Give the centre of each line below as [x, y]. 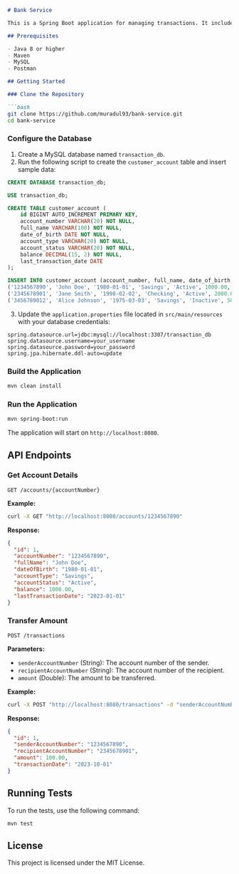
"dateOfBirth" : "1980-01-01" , [58, 570]
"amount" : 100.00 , [41, 758]
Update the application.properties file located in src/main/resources [120, 314]
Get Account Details [43, 475]
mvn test [20, 823]
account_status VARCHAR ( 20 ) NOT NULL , [78, 248]
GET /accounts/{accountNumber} [54, 490]
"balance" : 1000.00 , [44, 589]
